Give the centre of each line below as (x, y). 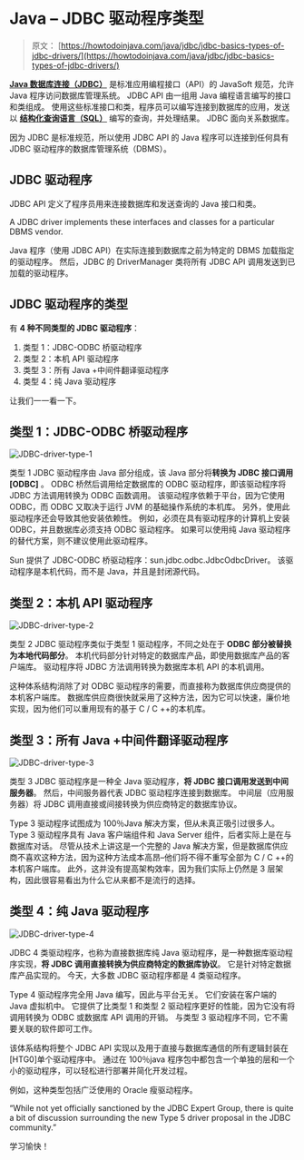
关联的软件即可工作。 (57, 1028)
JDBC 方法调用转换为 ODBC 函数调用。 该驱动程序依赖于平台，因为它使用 (147, 496)
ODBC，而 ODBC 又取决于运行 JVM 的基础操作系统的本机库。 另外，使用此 (150, 507)
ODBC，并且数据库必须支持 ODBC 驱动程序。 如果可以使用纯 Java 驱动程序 (150, 530)
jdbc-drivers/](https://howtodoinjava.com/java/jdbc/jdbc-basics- (153, 55)
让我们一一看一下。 (45, 400)
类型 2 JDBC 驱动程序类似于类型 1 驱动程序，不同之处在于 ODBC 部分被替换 (151, 644)
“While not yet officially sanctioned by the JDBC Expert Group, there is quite (152, 1107)
